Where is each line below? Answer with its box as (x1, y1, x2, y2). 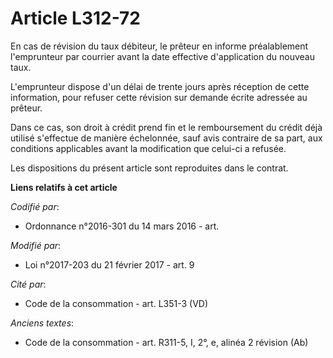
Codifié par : (10, 200, 60, 212)
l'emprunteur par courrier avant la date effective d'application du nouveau (10, 50, 315, 62)
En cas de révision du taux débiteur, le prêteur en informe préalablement (10, 40, 309, 52)
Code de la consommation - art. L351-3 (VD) (24, 297, 209, 309)
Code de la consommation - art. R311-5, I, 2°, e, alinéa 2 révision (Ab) (24, 336, 309, 348)
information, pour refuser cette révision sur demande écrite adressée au (10, 91, 308, 103)
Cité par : (10, 278, 47, 290)
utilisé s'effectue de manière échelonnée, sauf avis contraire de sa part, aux (10, 132, 323, 144)
